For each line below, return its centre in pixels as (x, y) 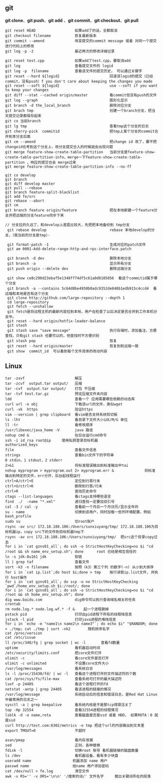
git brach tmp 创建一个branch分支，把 (78, 111)
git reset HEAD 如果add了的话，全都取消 (61, 30)
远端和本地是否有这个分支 (27, 294)
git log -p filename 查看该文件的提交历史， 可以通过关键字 (74, 71)
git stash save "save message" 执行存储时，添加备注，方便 (82, 330)
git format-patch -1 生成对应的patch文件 (76, 245)
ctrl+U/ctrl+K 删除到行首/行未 (54, 486)
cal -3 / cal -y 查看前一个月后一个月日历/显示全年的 (72, 507)
